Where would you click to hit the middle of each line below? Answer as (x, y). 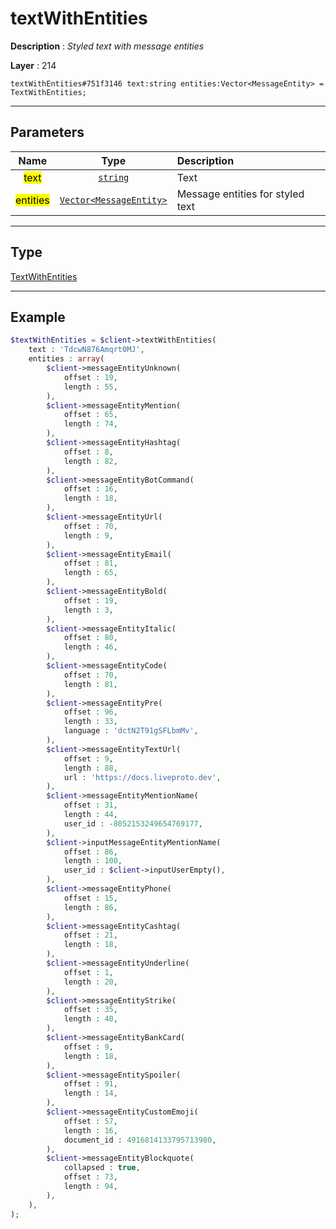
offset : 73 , (90, 1177)
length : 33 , (90, 722)
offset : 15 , (90, 898)
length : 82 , (90, 461)
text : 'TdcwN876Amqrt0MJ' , (86, 350)
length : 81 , (90, 684)
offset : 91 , (90, 1084)
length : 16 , (90, 1130)
